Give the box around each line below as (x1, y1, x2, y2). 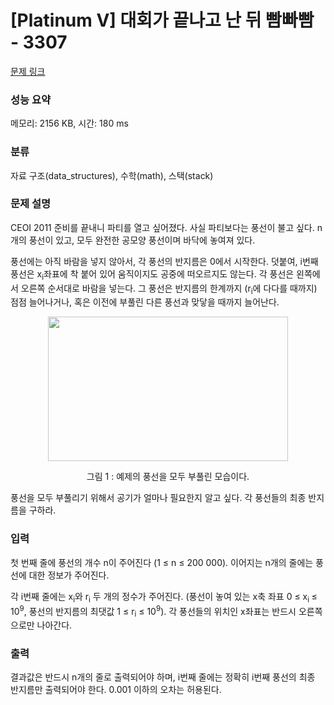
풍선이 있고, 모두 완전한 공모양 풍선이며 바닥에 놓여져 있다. (28, 234, 256, 246)
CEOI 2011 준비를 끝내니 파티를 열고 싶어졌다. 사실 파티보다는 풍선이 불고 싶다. (10, 221, 315, 233)
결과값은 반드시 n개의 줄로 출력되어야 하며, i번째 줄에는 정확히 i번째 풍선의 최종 (10, 671, 316, 683)
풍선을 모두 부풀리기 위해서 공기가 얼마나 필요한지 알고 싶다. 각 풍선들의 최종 (10, 492, 307, 504)
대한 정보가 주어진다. (28, 569, 110, 581)
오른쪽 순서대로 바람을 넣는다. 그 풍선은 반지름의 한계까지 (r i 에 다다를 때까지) (20, 282, 318, 296)
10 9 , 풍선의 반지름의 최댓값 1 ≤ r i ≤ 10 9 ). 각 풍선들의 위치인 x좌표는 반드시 (10, 603, 297, 619)
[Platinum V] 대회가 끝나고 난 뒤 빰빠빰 (10, 9, 315, 32)
